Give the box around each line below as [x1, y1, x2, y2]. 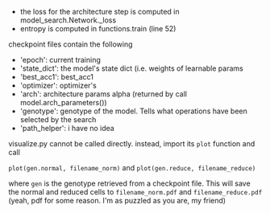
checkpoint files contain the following [8, 39, 133, 49]
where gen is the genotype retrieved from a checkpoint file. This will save [8, 178, 251, 188]
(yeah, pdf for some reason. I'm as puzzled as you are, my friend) [8, 196, 226, 205]
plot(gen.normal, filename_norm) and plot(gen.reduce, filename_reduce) [8, 163, 256, 172]
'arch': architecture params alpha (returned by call [19, 89, 188, 99]
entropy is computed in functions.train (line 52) [19, 24, 177, 33]
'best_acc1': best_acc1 [19, 72, 94, 81]
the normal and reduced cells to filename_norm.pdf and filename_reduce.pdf [8, 187, 263, 196]
